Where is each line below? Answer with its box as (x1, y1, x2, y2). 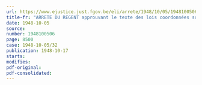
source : (6, 25, 26, 32)
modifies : (6, 59, 31, 65)
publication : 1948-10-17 (6, 48, 69, 54)
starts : (6, 53, 26, 59)
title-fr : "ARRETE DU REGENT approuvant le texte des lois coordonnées (6, 14, 189, 20)
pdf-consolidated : (6, 70, 52, 76)
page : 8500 (6, 37, 34, 42)
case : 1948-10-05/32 (6, 42, 58, 48)
